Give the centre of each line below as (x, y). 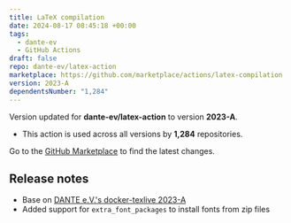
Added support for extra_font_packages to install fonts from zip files (146, 210)
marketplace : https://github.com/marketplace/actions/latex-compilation (146, 75)
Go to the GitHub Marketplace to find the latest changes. (112, 150)
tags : (19, 34)
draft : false (33, 58)
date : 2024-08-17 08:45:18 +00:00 (73, 26)
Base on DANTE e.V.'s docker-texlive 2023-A (104, 200)
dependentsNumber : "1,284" (59, 91)
